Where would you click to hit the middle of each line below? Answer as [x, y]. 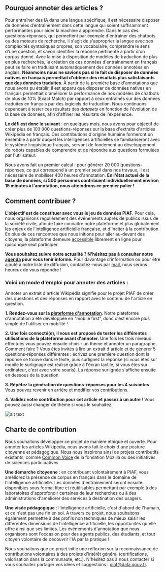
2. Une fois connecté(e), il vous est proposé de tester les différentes [76, 333]
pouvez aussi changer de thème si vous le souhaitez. [59, 404]
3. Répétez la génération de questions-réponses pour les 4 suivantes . [78, 384]
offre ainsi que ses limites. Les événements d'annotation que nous [72, 529]
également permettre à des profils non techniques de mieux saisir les [75, 518]
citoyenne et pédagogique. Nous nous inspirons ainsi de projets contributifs [82, 452]
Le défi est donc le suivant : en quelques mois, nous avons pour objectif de [82, 124]
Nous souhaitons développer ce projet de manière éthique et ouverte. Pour [81, 441]
